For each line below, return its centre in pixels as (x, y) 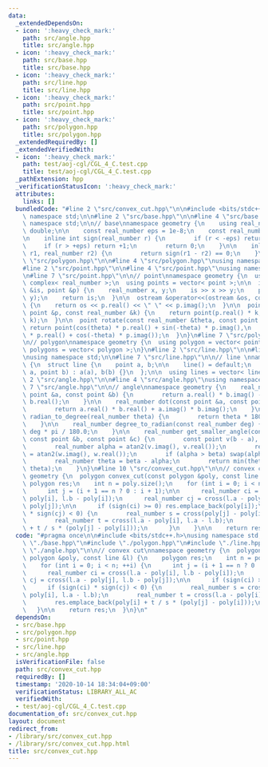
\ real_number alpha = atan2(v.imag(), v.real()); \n (124, 447)
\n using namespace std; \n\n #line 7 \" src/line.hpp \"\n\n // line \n (137, 358)
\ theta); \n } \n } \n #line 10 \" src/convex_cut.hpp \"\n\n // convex (139, 469)
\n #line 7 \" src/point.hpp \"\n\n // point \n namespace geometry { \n (135, 276)
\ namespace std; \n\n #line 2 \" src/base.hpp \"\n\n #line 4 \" (126, 217)
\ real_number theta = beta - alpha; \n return (126, 461)
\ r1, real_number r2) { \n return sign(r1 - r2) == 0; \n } (141, 253)
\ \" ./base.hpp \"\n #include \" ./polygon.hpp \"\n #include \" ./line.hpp (142, 543)
